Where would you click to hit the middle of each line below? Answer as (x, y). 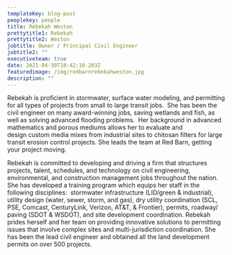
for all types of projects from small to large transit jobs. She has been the (112, 106)
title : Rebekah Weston (40, 26)
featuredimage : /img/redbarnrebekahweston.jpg (76, 72)
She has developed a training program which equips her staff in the (103, 186)
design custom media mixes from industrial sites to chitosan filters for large (115, 135)
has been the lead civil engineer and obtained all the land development (108, 237)
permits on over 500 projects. (50, 245)
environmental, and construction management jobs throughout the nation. (113, 178)
